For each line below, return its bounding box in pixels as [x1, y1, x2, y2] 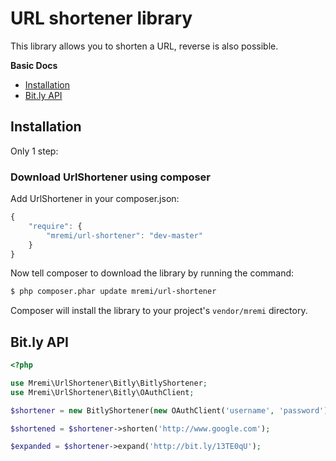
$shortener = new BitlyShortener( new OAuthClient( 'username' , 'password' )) [10, 405, 333, 416]
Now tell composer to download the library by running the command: [10, 267, 295, 279]
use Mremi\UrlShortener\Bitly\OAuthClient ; [10, 387, 195, 397]
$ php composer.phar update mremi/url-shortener [10, 287, 217, 297]
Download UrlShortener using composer [10, 170, 211, 184]
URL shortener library [10, 7, 193, 30]
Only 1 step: [10, 145, 59, 157]
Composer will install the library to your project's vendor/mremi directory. [10, 305, 308, 317]
